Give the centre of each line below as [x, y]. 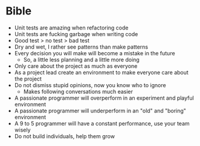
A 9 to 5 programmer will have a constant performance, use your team [102, 123]
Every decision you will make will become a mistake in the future [95, 53]
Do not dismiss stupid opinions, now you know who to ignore [90, 85]
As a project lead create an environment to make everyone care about [101, 72]
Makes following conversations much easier [78, 91]
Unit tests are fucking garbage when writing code [76, 34]
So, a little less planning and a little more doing [81, 59]
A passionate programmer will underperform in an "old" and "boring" [100, 111]
